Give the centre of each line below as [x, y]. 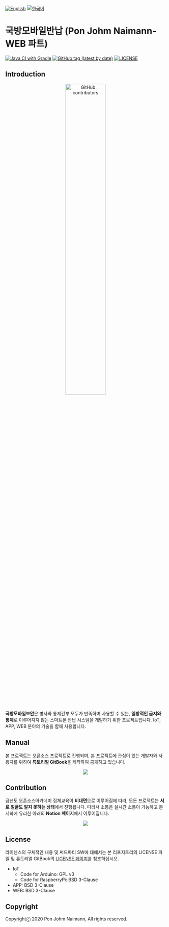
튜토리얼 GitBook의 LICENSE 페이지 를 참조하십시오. [67, 859]
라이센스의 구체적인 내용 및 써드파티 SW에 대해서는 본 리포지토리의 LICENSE [81, 853]
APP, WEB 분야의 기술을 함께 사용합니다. [46, 726]
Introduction [25, 74]
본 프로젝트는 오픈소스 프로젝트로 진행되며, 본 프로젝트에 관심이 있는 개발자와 [81, 756]
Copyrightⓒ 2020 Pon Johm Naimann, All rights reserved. [66, 919]
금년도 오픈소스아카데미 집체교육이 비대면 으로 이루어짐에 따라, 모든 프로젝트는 [82, 800]
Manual [17, 743]
